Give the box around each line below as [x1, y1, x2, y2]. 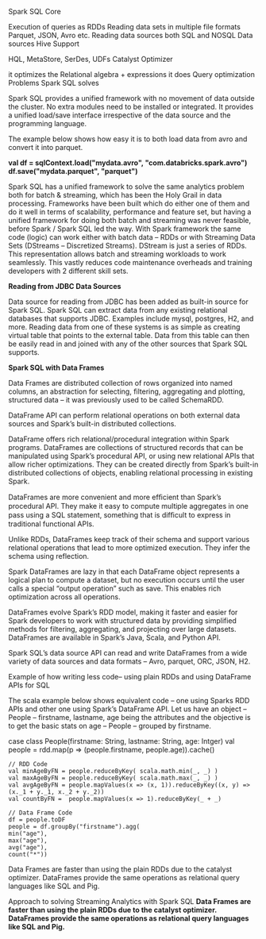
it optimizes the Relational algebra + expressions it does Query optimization [8, 70, 256, 79]
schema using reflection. [8, 552, 90, 560]
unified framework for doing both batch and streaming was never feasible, [8, 216, 252, 225]
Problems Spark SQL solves [8, 79, 99, 87]
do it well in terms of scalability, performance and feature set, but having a [8, 207, 252, 217]
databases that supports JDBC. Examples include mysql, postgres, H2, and [8, 314, 254, 323]
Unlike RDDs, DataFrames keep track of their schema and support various [8, 535, 250, 544]
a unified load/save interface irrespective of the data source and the [8, 110, 231, 120]
